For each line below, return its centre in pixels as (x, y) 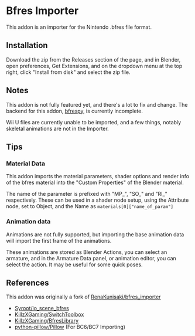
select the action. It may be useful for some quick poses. (74, 264)
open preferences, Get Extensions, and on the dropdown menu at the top (94, 66)
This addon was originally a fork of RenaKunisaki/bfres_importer (83, 297)
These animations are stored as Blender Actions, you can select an (87, 252)
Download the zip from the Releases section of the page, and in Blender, (93, 59)
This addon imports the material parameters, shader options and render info (97, 177)
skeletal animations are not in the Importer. (58, 128)
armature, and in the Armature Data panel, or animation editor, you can (91, 258)
